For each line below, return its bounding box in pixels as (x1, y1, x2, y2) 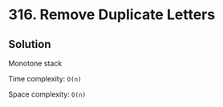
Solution (8, 38, 51, 51)
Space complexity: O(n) (8, 89, 87, 99)
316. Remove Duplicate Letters (8, 6, 216, 24)
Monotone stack (8, 58, 63, 68)
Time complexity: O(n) (8, 74, 82, 83)
